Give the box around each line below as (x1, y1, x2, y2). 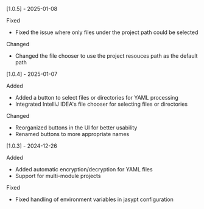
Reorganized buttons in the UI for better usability (15, 124, 138, 131)
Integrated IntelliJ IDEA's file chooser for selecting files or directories (15, 100, 188, 108)
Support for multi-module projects (15, 173, 101, 179)
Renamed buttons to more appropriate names (15, 131, 130, 137)
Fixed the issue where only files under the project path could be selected (15, 29, 199, 36)
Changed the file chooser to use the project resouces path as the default (15, 52, 198, 60)
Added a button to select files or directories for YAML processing (15, 94, 178, 101)
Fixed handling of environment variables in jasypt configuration (15, 196, 174, 203)
